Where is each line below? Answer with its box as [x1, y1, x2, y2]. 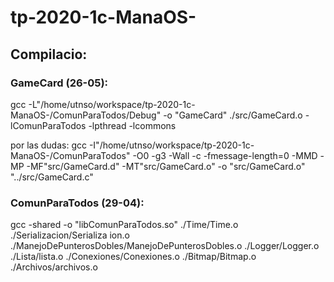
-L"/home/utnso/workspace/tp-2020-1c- [28, 98, 196, 110]
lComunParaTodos [10, 119, 87, 131]
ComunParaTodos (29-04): [10, 196, 145, 210]
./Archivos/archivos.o [10, 261, 98, 273]
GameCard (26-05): [10, 76, 109, 90]
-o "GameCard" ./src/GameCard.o [163, 109, 303, 121]
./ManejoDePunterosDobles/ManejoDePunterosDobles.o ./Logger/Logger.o [10, 240, 320, 252]
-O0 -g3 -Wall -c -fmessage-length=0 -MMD [132, 149, 318, 161]
